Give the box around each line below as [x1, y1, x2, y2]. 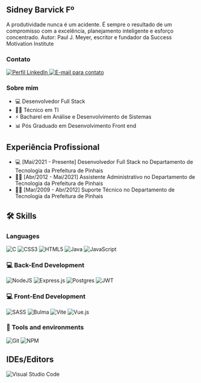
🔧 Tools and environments [6, 323, 84, 332]
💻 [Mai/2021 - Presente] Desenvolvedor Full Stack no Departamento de [14, 158, 194, 166]
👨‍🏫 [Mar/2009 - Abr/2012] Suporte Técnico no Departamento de [14, 186, 175, 193]
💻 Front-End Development [6, 292, 86, 300]
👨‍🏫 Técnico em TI [14, 107, 59, 114]
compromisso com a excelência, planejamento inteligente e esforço [6, 27, 174, 34]
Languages [6, 232, 40, 240]
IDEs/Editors [6, 355, 54, 365]
